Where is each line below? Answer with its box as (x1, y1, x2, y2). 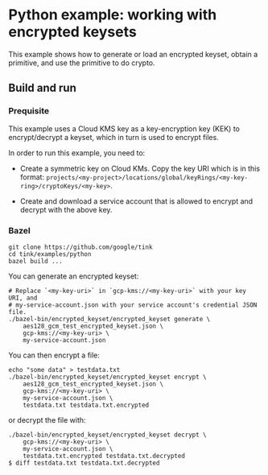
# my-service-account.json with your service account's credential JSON (8, 300, 258, 309)
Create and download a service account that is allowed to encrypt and (19, 196, 254, 206)
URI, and (8, 294, 38, 302)
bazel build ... (8, 257, 63, 265)
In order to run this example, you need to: (8, 147, 146, 158)
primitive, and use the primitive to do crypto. (8, 58, 155, 68)
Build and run (8, 81, 76, 95)
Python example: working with (8, 6, 217, 24)
